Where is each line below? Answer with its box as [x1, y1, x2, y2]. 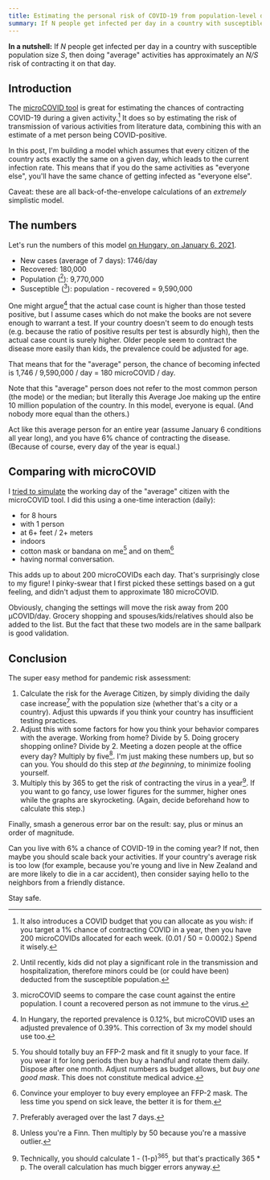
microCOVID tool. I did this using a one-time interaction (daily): [8, 495, 215, 504]
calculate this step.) [19, 804, 86, 813]
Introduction [8, 81, 72, 95]
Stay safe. [8, 894, 42, 902]
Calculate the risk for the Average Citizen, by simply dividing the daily [19, 689, 251, 698]
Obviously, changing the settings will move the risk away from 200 [8, 602, 229, 612]
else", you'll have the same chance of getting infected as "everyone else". [8, 171, 252, 181]
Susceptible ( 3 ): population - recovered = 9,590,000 [19, 282, 193, 294]
